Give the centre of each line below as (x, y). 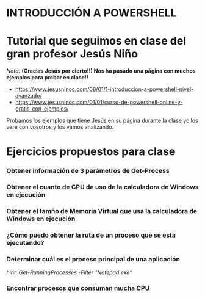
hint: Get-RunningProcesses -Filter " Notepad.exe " (69, 272)
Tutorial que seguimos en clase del (96, 41)
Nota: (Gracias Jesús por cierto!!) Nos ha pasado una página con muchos (101, 71)
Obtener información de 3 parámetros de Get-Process (88, 171)
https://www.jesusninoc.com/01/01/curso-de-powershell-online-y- (99, 102)
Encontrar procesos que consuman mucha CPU (78, 288)
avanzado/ (28, 96)
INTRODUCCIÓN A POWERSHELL (92, 13)
